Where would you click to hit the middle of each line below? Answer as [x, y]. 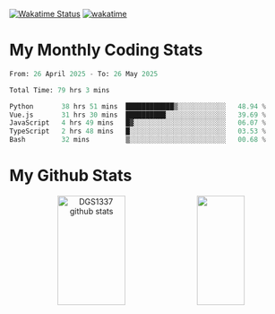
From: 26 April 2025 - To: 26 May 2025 [84, 74]
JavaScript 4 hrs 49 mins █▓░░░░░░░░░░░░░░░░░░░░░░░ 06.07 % [138, 123]
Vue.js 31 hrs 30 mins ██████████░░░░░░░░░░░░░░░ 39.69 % [138, 115]
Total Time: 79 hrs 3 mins [60, 90]
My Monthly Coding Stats [106, 50]
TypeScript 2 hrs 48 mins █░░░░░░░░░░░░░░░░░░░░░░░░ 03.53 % [138, 131]
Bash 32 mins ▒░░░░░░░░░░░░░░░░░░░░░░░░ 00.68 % [138, 140]
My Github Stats [71, 176]
